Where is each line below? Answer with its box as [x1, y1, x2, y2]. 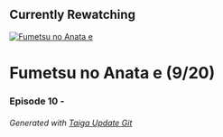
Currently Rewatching [9, 7, 135, 23]
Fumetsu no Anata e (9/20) [9, 63, 216, 83]
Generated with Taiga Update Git [9, 117, 133, 128]
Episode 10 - [9, 95, 65, 107]
